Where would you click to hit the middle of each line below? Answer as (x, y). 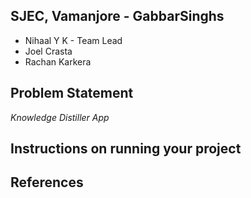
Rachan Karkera (58, 61)
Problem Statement (72, 93)
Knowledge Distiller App (60, 117)
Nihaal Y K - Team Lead (73, 40)
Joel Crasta (48, 51)
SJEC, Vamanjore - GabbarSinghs (117, 16)
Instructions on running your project (126, 149)
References (47, 182)
